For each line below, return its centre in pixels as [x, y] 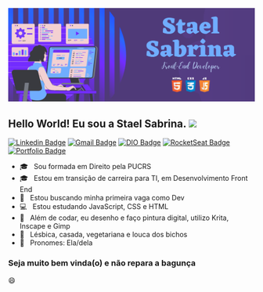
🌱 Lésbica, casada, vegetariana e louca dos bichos [103, 235]
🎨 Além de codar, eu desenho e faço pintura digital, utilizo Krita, [124, 218]
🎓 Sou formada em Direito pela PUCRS [85, 167]
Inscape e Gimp [45, 226]
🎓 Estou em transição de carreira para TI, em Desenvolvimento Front [133, 178]
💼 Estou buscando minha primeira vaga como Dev [102, 198]
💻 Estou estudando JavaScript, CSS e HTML [94, 207]
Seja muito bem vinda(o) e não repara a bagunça [102, 263]
